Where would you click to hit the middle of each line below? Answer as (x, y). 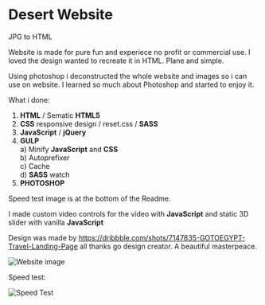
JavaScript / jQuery (53, 132)
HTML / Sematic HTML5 (60, 115)
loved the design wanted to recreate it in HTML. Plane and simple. (116, 61)
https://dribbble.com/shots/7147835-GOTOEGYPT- (162, 237)
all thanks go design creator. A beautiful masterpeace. (168, 246)
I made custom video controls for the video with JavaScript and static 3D (129, 213)
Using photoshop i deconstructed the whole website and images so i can (128, 76)
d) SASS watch (45, 174)
